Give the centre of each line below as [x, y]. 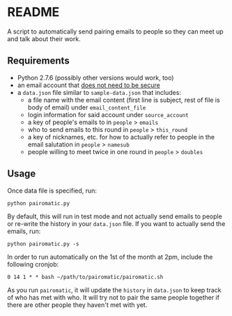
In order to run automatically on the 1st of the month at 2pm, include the [110, 257]
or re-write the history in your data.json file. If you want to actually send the [116, 223]
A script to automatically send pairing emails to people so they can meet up [116, 31]
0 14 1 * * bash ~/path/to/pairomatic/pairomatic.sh [85, 277]
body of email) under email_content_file [87, 107]
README [33, 12]
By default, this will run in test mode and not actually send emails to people [115, 216]
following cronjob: [33, 264]
